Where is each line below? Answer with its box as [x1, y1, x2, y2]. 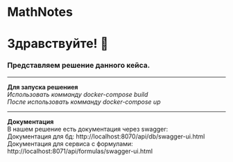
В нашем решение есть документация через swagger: [7, 125, 169, 133]
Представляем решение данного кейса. [7, 60, 150, 70]
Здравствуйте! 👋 [7, 36, 109, 52]
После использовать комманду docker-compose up [7, 98, 161, 106]
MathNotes [7, 4, 73, 20]
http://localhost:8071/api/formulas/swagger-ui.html [7, 147, 153, 155]
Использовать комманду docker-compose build [7, 90, 148, 98]
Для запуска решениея [7, 82, 78, 91]
